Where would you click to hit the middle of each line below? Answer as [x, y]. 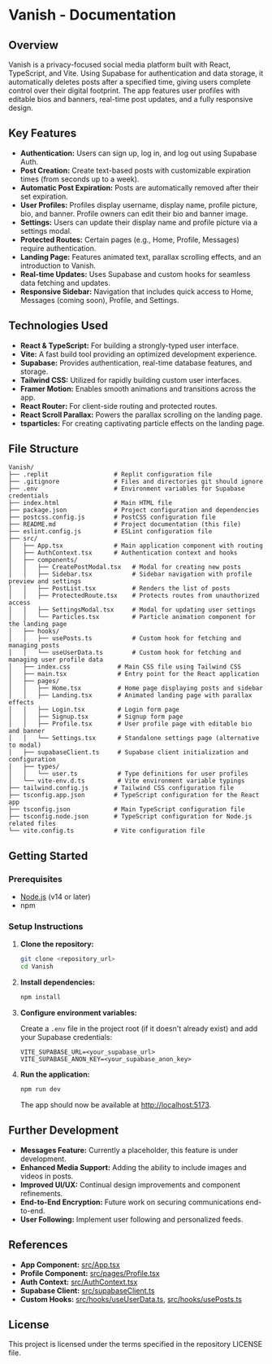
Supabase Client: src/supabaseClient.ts [87, 1290]
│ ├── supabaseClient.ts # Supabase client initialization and [129, 752]
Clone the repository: [57, 944]
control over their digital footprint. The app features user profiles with [124, 90]
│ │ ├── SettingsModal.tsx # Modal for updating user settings [132, 610]
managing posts [34, 646]
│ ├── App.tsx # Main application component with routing [136, 546]
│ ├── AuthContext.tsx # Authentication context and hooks [123, 553]
